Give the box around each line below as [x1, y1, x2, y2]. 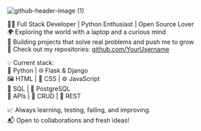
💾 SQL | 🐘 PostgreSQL [7, 85, 71, 93]
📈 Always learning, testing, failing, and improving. [7, 106, 151, 114]
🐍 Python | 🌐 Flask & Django [7, 67, 88, 74]
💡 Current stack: [7, 59, 54, 67]
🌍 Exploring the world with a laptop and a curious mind [7, 28, 166, 36]
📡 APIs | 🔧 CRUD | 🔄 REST [7, 92, 81, 100]
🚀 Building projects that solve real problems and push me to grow [7, 38, 195, 46]
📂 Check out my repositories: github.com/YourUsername [7, 45, 170, 53]
